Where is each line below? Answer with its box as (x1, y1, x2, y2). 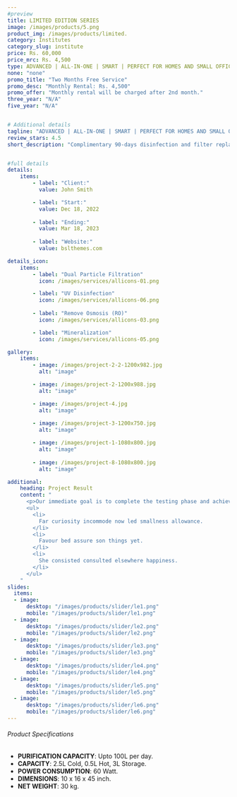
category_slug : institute (7, 43, 83, 50)
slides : (7, 584, 30, 591)
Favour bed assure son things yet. (38, 538, 143, 545)
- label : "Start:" (32, 199, 87, 206)
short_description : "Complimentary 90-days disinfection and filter (7, 141, 213, 148)
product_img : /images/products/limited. (7, 30, 128, 37)
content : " (20, 492, 52, 499)
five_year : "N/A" (7, 102, 59, 110)
